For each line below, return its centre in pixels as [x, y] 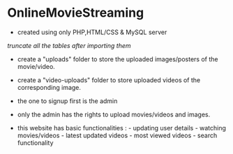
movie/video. [36, 66]
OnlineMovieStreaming [76, 13]
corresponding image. [49, 87]
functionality [35, 143]
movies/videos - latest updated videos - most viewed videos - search [117, 135]
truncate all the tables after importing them [69, 45]
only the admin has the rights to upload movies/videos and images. [114, 114]
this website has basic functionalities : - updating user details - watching [122, 128]
